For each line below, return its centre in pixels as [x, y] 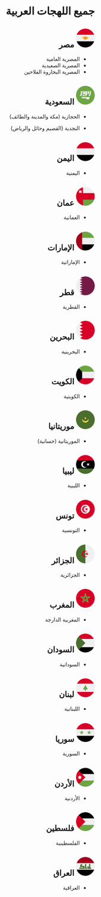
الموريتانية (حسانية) [59, 441]
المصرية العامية [63, 59]
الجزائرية [70, 575]
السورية [71, 754]
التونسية [71, 530]
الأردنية [72, 798]
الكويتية [72, 396]
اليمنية [73, 173]
